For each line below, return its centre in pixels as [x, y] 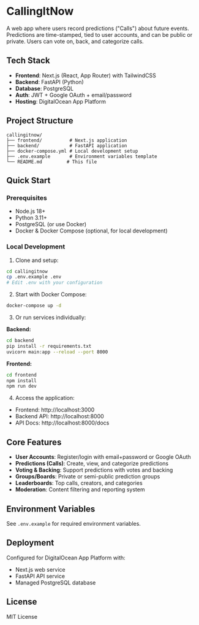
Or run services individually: [51, 318]
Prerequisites [27, 197]
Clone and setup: [37, 260]
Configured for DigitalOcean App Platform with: [66, 558]
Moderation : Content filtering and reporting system [80, 489]
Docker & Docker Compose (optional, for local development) [91, 231]
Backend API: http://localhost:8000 [59, 416]
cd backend [20, 341]
